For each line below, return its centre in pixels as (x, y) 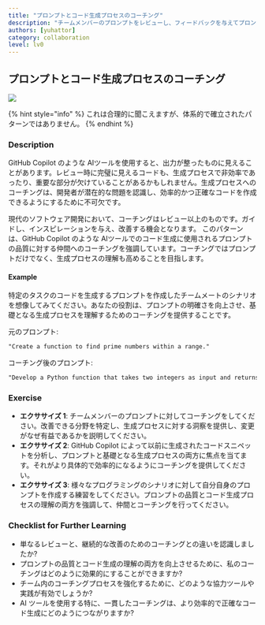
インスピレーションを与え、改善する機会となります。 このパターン (136, 229)
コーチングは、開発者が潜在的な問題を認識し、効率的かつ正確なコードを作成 (132, 192)
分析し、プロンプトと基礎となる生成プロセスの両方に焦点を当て (137, 456)
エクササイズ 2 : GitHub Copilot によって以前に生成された (111, 445)
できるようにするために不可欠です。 (67, 203)
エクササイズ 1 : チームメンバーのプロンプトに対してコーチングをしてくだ (137, 416)
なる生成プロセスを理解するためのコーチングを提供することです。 (128, 315)
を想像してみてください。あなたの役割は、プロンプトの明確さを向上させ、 (129, 305)
